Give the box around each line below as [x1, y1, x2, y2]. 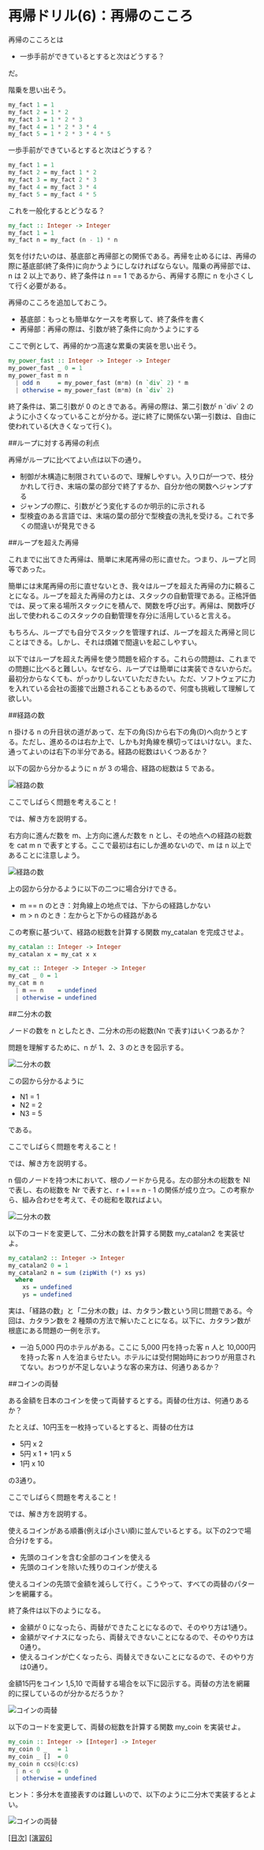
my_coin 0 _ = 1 [8, 1745, 69, 1753]
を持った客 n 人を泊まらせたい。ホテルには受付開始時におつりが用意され [19, 1352, 256, 1362]
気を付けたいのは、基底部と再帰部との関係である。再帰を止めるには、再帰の [8, 252, 257, 261]
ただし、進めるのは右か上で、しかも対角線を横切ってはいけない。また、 [21, 737, 256, 746]
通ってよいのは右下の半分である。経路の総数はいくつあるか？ [8, 746, 209, 756]
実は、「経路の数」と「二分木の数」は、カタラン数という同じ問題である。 [8, 1306, 247, 1316]
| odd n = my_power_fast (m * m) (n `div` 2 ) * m [15, 379, 189, 387]
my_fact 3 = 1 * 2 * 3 [8, 115, 83, 123]
